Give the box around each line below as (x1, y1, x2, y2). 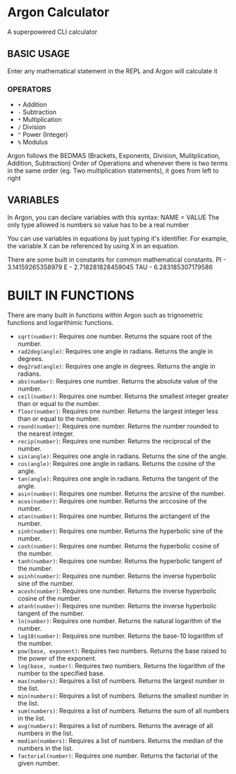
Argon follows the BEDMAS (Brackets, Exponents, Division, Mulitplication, (7, 152, 221, 160)
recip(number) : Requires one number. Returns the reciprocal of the (17, 436, 211, 445)
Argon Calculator (7, 4, 110, 20)
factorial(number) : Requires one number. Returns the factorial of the (17, 751, 218, 760)
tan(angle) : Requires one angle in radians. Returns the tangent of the (17, 474, 218, 483)
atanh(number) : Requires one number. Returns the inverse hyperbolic (17, 601, 217, 610)
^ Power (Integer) (17, 130, 68, 139)
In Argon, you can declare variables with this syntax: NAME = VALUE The (7, 213, 220, 221)
